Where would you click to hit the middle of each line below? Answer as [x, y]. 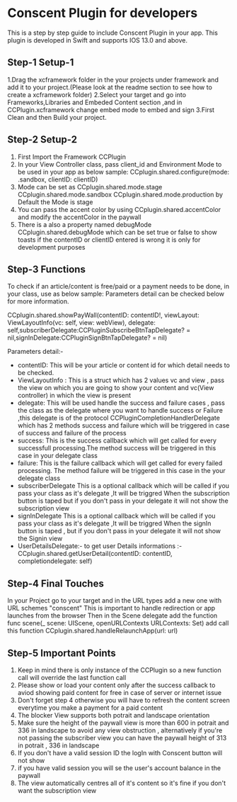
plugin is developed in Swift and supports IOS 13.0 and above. [97, 40]
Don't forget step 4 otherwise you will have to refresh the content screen [123, 700]
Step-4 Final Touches [56, 583]
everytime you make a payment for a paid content [90, 708]
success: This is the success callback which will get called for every [117, 440]
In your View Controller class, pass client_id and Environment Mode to [120, 164]
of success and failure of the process [72, 433]
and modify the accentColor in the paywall [79, 217]
